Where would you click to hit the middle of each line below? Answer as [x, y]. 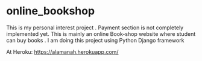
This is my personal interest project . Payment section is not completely [95, 28]
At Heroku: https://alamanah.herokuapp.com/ [62, 51]
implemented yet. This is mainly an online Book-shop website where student [101, 33]
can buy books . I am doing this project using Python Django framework [95, 40]
